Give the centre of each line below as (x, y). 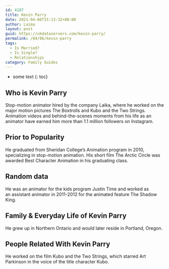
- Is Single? (24, 53)
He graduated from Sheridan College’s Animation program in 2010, (75, 150)
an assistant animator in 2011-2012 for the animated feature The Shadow (81, 194)
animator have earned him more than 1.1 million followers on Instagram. (79, 121)
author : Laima (20, 24)
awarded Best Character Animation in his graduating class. (67, 160)
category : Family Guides (32, 62)
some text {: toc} (30, 77)
